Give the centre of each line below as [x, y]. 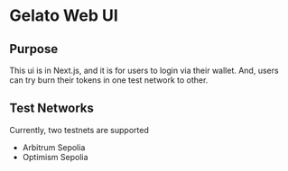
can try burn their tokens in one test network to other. [109, 80]
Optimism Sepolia [55, 157]
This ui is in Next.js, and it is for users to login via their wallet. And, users [144, 70]
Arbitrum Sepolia [54, 147]
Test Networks [52, 108]
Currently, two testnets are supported [79, 130]
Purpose [34, 49]
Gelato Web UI [64, 16]
